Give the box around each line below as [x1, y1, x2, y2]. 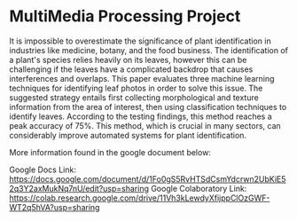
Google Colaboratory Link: [150, 183, 247, 193]
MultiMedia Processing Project [9, 6, 241, 27]
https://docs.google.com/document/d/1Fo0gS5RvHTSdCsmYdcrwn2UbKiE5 [9, 173, 286, 184]
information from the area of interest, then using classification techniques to [9, 101, 287, 112]
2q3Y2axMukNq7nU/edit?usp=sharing [9, 183, 149, 193]
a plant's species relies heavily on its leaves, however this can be [9, 54, 247, 65]
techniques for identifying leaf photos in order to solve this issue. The [9, 83, 263, 93]
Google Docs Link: [9, 164, 77, 175]
